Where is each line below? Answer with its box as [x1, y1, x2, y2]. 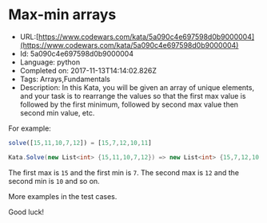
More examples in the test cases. [8, 191, 118, 201]
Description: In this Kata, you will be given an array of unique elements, [19, 82, 254, 92]
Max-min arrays [8, 6, 117, 24]
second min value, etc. [19, 108, 95, 117]
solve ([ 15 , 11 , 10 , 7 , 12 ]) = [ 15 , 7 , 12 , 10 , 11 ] [8, 139, 152, 147]
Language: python [19, 57, 81, 67]
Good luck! [8, 207, 45, 217]
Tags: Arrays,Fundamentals [19, 74, 110, 84]
